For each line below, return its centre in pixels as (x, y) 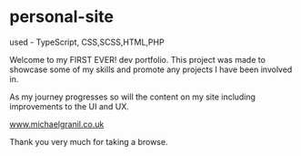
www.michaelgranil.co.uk (57, 124)
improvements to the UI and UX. (70, 106)
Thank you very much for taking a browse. (89, 141)
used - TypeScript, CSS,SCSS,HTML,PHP (87, 42)
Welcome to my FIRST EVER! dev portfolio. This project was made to (138, 59)
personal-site (61, 17)
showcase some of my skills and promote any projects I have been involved (151, 69)
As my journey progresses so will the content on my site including (133, 97)
